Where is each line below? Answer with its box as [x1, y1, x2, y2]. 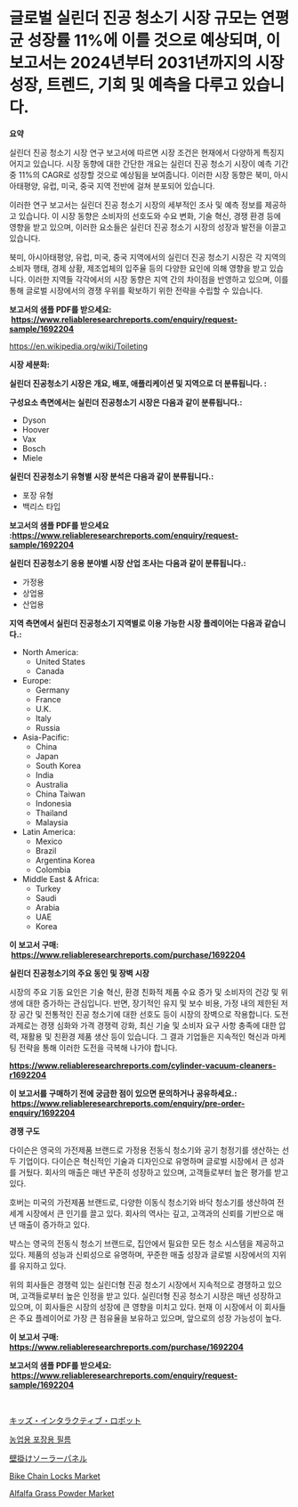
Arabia [35, 902, 60, 912]
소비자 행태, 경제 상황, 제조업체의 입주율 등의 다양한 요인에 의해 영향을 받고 [9, 263, 268, 273]
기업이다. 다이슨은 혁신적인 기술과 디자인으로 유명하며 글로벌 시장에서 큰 [18, 1155, 269, 1166]
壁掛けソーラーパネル [9, 1453, 87, 1463]
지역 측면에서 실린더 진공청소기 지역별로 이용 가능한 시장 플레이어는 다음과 [9, 618, 262, 628]
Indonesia [35, 798, 72, 808]
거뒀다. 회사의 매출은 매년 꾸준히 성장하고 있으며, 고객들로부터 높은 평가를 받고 [18, 1167, 289, 1178]
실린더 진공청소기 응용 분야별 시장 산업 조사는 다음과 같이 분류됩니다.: [9, 557, 246, 568]
